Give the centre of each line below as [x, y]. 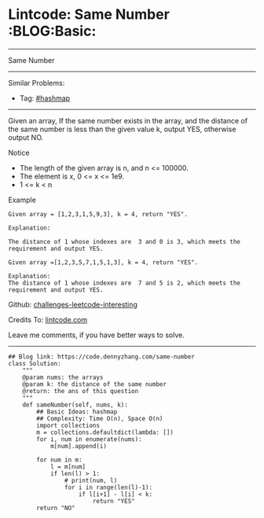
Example [22, 200]
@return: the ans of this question [81, 391]
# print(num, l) [91, 480]
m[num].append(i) [79, 446]
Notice [19, 152]
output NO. [26, 137]
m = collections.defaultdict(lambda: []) [105, 432]
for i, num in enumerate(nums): [90, 439]
